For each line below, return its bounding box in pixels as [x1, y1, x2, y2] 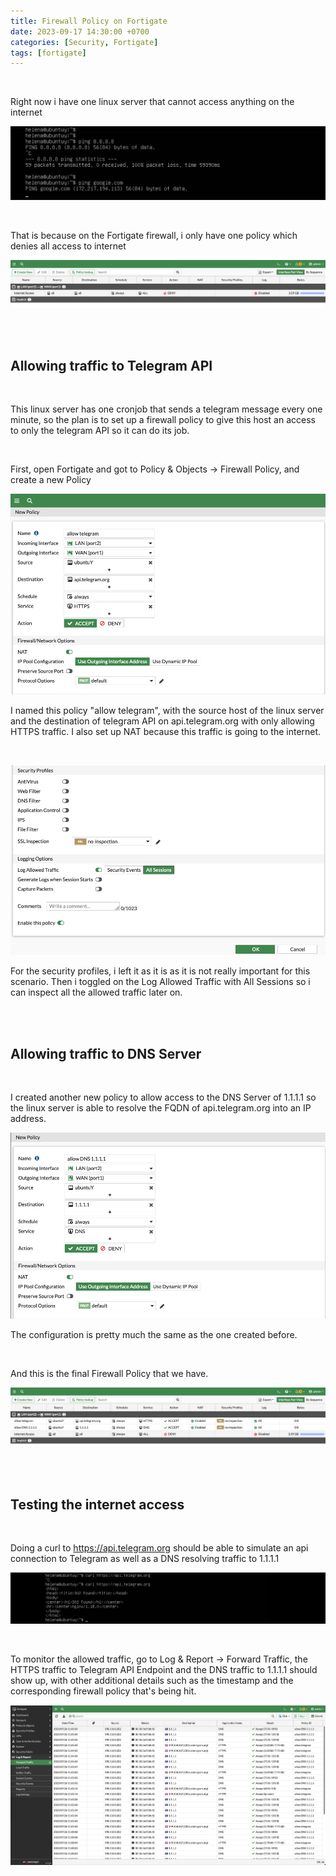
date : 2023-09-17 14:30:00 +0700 [10, 26, 150, 37]
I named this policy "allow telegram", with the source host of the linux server [10, 704, 325, 716]
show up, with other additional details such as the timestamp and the [10, 1675, 294, 1687]
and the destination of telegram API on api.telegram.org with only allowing [10, 715, 315, 727]
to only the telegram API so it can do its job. [10, 424, 190, 436]
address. [10, 1113, 47, 1125]
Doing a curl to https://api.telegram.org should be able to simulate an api [10, 1542, 309, 1554]
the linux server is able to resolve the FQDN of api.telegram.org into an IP [10, 1102, 312, 1114]
